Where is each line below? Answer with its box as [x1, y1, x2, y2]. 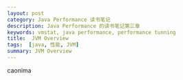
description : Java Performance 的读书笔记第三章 [7, 22, 141, 29]
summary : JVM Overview [7, 48, 72, 55]
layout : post [7, 9, 45, 17]
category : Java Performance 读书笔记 [7, 16, 111, 23]
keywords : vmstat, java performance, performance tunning [7, 28, 176, 36]
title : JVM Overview [7, 35, 69, 42]
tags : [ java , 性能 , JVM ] [7, 41, 80, 48]
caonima [7, 66, 32, 75]
